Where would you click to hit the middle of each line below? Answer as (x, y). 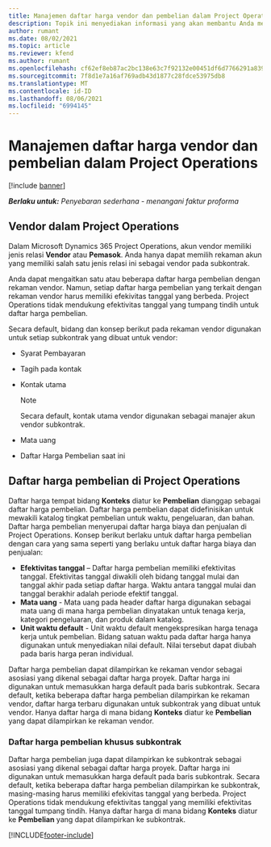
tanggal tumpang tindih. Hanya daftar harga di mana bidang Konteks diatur (133, 811)
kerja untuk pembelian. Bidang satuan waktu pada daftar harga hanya (135, 636)
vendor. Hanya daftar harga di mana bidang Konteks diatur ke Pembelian (130, 712)
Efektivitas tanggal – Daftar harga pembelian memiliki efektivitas (128, 567)
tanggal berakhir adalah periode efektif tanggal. (99, 593)
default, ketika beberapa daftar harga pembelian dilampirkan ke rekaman (129, 695)
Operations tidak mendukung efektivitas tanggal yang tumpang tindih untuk (134, 305)
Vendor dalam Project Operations (94, 227)
